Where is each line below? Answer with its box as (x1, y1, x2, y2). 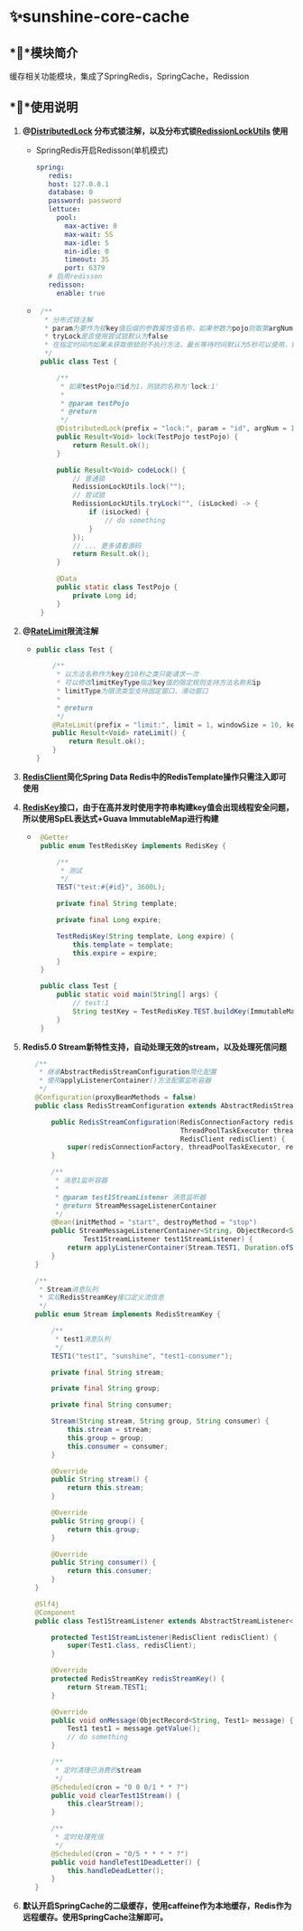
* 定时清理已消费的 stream (55, 1766, 142, 1775)
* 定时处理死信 (55, 1832, 104, 1842)
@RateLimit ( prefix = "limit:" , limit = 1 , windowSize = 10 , (52, 721, 283, 730)
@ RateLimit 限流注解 (22, 626, 99, 636)
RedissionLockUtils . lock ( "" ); (72, 482, 187, 492)
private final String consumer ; (50, 1400, 173, 1409)
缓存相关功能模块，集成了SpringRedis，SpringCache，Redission (9, 71, 250, 81)
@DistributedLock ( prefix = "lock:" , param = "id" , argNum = (56, 424, 287, 433)
